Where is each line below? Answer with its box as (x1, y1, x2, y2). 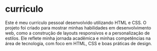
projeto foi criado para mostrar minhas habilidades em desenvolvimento (5, 25, 152, 30)
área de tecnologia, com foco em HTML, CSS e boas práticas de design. (5, 40, 152, 46)
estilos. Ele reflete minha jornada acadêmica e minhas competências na (5, 35, 151, 41)
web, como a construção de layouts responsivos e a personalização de (5, 30, 150, 36)
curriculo (5, 3, 43, 15)
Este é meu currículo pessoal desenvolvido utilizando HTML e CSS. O (5, 20, 147, 25)
